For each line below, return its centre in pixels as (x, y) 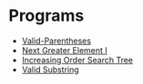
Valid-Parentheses (56, 41)
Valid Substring (50, 70)
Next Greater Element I (65, 50)
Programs (46, 16)
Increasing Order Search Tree (77, 60)
